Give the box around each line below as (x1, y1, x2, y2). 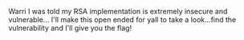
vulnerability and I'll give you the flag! (8, 24, 132, 32)
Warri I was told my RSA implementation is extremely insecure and (8, 7, 228, 16)
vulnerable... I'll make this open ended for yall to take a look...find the (8, 15, 237, 24)
